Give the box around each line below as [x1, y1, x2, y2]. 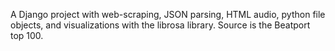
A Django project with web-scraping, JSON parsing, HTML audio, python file [10, 9, 326, 20]
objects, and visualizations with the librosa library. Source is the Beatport [10, 19, 311, 31]
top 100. [10, 30, 44, 41]
